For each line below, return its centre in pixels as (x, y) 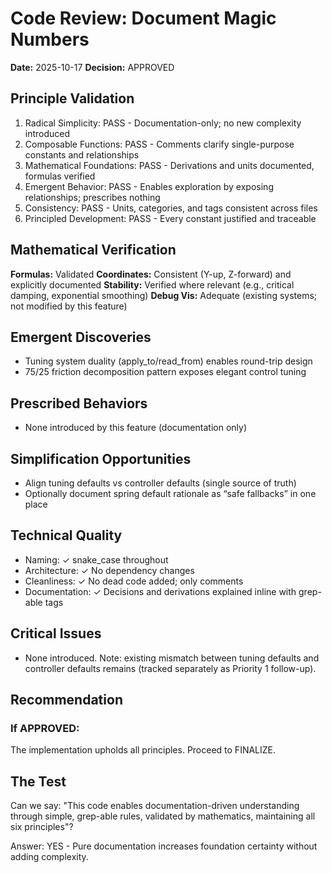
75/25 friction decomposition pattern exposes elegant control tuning (165, 372)
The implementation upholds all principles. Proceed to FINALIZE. (143, 750)
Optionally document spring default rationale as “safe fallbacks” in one (170, 493)
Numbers (50, 39)
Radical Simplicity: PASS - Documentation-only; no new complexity (163, 123)
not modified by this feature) (69, 306)
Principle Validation (72, 98)
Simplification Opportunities (101, 458)
